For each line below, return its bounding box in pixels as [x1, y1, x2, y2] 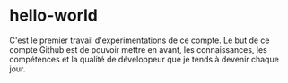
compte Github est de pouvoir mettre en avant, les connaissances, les [9, 44, 267, 54]
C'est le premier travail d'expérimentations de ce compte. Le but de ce [9, 35, 271, 46]
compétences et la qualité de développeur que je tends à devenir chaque [9, 54, 280, 64]
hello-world [9, 5, 99, 26]
